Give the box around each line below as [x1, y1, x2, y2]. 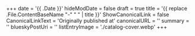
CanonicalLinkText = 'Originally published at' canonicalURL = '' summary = [6, 17, 190, 24]
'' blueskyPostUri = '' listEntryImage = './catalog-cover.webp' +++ [6, 23, 168, 30]
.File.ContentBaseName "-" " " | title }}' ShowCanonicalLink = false [6, 11, 169, 18]
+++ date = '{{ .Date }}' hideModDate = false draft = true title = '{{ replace [6, 5, 187, 12]
